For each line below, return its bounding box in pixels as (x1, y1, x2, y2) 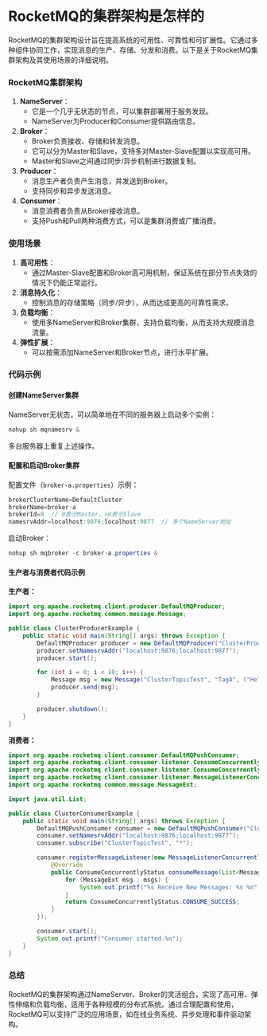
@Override (50, 861, 83, 869)
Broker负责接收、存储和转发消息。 (31, 136, 145, 146)
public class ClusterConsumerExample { (8, 810, 141, 818)
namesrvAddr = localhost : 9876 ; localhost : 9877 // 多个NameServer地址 (8, 518, 232, 526)
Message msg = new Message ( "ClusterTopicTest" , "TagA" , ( (50, 676, 247, 684)
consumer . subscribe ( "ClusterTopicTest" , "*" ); (37, 839, 194, 847)
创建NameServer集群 (8, 390, 79, 400)
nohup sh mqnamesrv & (8, 426, 80, 434)
